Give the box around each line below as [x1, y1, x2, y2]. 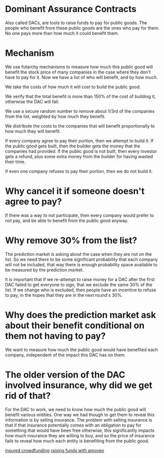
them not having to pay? [5, 330, 106, 341]
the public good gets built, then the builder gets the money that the [5, 143, 141, 149]
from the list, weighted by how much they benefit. [5, 113, 106, 119]
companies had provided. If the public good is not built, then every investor [5, 148, 157, 154]
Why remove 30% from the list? [5, 235, 137, 246]
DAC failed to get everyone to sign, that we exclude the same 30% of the [5, 282, 153, 287]
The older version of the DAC [5, 369, 125, 380]
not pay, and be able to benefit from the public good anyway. [5, 217, 129, 223]
